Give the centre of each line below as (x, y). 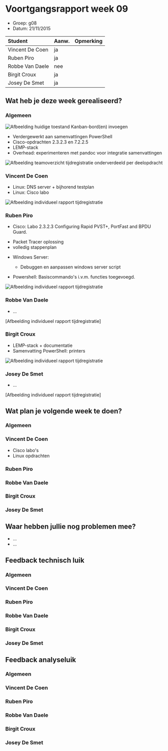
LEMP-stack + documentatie (43, 345)
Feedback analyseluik (41, 659)
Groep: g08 (25, 23)
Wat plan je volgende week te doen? (64, 411)
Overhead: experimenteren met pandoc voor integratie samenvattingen (87, 153)
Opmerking (89, 41)
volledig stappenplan (35, 247)
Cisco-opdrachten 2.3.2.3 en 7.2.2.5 (50, 142)
